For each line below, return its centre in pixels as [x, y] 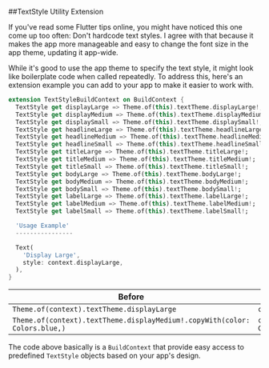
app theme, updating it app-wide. [63, 52]
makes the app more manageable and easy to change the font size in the [128, 44]
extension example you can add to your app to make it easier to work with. [131, 85]
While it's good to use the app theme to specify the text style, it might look [131, 68]
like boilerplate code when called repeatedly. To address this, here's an [126, 76]
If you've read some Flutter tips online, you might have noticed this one [125, 27]
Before [131, 297]
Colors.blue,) [39, 328]
